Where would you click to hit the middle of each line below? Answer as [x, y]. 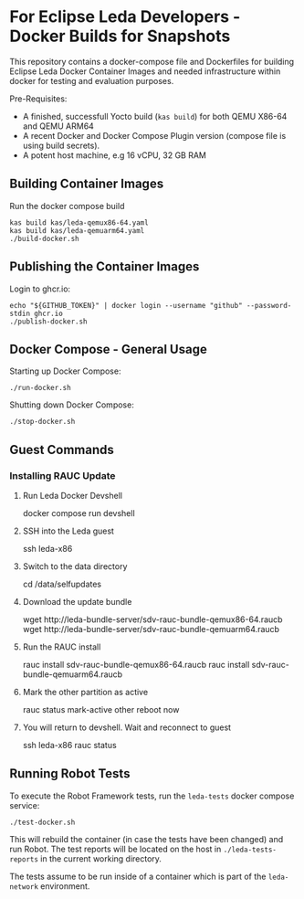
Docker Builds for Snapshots [120, 36]
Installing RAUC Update [63, 475]
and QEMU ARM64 [58, 126]
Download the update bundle [77, 602]
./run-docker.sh [40, 388]
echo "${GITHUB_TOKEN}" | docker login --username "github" [126, 305]
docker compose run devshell [79, 513]
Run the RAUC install [62, 647]
